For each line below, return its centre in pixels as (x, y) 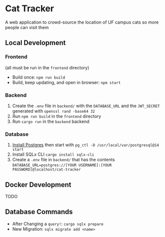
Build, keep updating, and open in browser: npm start (66, 82)
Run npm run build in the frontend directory (57, 116)
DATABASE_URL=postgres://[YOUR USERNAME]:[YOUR (62, 165)
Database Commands (39, 212)
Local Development (35, 43)
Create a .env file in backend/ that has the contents (64, 160)
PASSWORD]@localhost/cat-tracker (47, 170)
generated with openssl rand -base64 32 (53, 111)
